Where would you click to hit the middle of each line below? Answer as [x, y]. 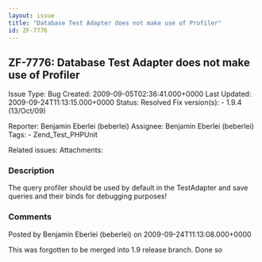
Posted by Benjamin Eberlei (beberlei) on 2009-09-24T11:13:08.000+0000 [130, 234]
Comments [30, 217]
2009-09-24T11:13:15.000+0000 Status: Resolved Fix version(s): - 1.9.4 [125, 102]
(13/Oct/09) [27, 111]
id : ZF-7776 [28, 30]
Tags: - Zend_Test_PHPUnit [53, 135]
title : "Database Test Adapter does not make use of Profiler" [115, 23]
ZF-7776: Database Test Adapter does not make [129, 62]
